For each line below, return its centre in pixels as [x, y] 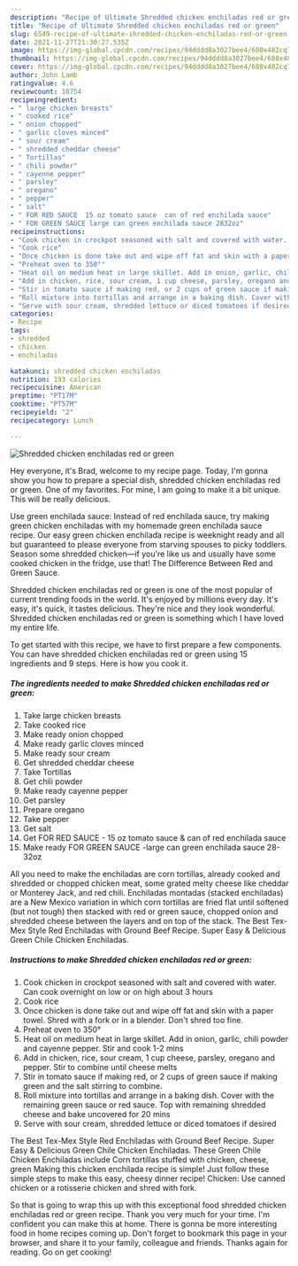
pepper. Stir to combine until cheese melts [100, 1067]
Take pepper [46, 819]
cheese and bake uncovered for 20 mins [96, 1114]
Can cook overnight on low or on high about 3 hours [118, 991]
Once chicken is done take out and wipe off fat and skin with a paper [148, 1010]
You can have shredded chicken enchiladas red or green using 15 [129, 654]
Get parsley [44, 800]
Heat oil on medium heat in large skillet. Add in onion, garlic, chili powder [155, 1038]
